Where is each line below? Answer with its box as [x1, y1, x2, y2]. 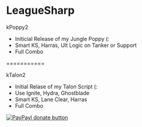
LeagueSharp [6, 4, 75, 17]
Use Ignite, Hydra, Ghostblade [14, 89, 90, 96]
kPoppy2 [6, 23, 29, 31]
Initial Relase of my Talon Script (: [14, 82, 98, 90]
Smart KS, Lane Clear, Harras [14, 96, 87, 103]
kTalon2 [6, 71, 26, 78]
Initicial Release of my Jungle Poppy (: [14, 35, 110, 42]
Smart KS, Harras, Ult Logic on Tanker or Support [14, 42, 137, 49]
